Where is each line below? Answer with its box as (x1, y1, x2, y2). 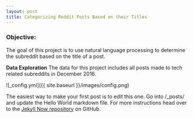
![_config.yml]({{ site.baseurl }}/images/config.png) (6, 81, 129, 88)
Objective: (6, 33, 36, 41)
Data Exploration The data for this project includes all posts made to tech (6, 64, 183, 71)
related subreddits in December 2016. (6, 70, 96, 77)
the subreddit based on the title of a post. (6, 53, 106, 60)
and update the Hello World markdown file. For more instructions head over (6, 99, 187, 106)
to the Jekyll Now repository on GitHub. (6, 105, 101, 112)
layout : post (6, 8, 38, 15)
